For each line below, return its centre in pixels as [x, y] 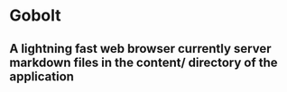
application [42, 76]
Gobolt [35, 16]
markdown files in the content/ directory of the [143, 62]
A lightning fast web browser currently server [140, 49]
